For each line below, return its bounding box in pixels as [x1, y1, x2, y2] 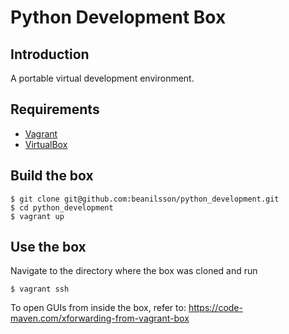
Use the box [10, 239, 87, 256]
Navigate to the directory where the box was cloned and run [10, 265, 258, 277]
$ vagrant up [10, 211, 65, 221]
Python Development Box [10, 6, 227, 29]
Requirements [10, 101, 100, 118]
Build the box [10, 167, 94, 185]
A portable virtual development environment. [10, 72, 195, 84]
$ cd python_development [10, 202, 114, 213]
